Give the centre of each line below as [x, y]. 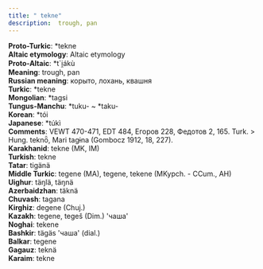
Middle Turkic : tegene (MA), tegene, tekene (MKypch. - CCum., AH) [120, 173]
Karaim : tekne [32, 258]
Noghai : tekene [34, 224]
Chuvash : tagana [37, 199]
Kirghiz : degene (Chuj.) [47, 207]
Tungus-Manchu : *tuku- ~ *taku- [64, 106]
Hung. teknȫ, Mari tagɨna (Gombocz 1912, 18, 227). [91, 139]
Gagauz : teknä [33, 250]
